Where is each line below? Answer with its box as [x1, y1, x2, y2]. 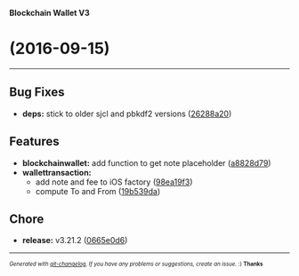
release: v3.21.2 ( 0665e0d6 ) [21, 235, 128, 246]
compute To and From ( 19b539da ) [35, 185, 161, 196]
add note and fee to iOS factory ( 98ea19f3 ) [35, 177, 193, 187]
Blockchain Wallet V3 [9, 8, 91, 18]
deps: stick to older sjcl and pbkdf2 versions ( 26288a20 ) [21, 108, 232, 119]
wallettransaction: [21, 167, 92, 177]
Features [9, 134, 60, 149]
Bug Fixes [9, 84, 65, 100]
